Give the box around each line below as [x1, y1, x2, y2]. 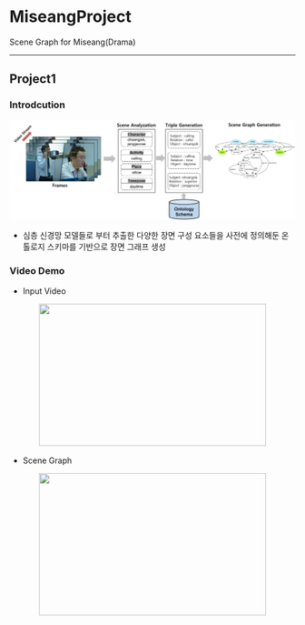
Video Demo [9, 265, 65, 277]
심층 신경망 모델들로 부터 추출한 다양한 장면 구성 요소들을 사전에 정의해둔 [22, 230, 280, 241]
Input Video [22, 285, 66, 297]
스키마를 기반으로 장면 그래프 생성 [46, 241, 166, 252]
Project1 [9, 71, 56, 87]
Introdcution [9, 98, 65, 111]
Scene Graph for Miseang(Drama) [9, 36, 136, 47]
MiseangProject [9, 6, 132, 27]
